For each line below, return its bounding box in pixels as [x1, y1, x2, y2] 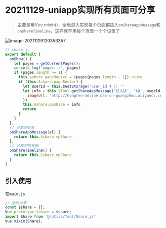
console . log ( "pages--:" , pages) [14, 65, 81, 70]
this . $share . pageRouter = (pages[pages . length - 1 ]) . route [18, 75, 143, 80]
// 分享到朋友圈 [9, 143, 39, 148]
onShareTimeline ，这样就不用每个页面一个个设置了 [17, 28, 120, 33]
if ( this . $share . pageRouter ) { [18, 79, 83, 84]
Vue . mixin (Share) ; [5, 219, 43, 224]
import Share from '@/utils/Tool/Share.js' [5, 214, 96, 219]
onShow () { [9, 56, 32, 62]
